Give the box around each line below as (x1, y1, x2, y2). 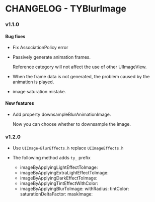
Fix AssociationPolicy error (12, 45, 68, 51)
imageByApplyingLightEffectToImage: (20, 164, 98, 170)
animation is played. (12, 79, 54, 85)
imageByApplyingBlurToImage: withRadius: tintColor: (20, 185, 129, 191)
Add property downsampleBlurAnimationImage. (12, 111, 111, 117)
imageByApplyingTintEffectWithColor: (20, 180, 99, 186)
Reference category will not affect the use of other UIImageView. (12, 64, 147, 70)
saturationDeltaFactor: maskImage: (20, 191, 93, 197)
